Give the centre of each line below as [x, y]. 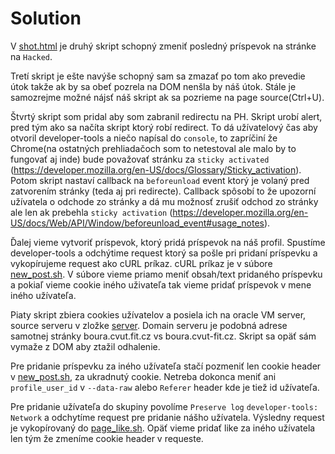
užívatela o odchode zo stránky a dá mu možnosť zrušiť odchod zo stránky [164, 201]
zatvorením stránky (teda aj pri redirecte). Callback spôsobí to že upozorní [163, 191]
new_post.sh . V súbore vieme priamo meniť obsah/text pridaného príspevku [166, 274]
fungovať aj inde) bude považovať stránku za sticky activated [140, 159]
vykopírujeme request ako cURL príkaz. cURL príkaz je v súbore [141, 263]
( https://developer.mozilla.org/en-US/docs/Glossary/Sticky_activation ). [156, 169]
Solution [46, 18]
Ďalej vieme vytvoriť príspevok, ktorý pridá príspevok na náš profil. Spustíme [168, 242]
